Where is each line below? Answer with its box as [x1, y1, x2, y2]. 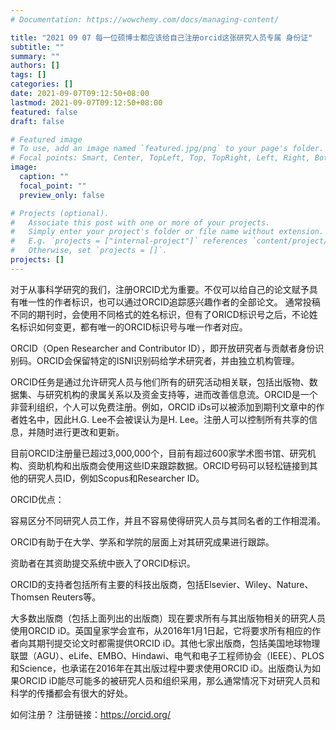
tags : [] [10, 70, 47, 80]
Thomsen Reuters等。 [10, 591, 102, 603]
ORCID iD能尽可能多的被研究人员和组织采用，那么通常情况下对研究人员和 [18, 674, 321, 686]
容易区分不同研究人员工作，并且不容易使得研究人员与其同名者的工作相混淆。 [10, 514, 326, 526]
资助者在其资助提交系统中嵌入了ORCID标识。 [10, 557, 196, 569]
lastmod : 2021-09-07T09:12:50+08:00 [10, 97, 163, 108]
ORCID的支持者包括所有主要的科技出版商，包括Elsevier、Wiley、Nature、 [10, 578, 314, 590]
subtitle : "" [10, 42, 65, 52]
